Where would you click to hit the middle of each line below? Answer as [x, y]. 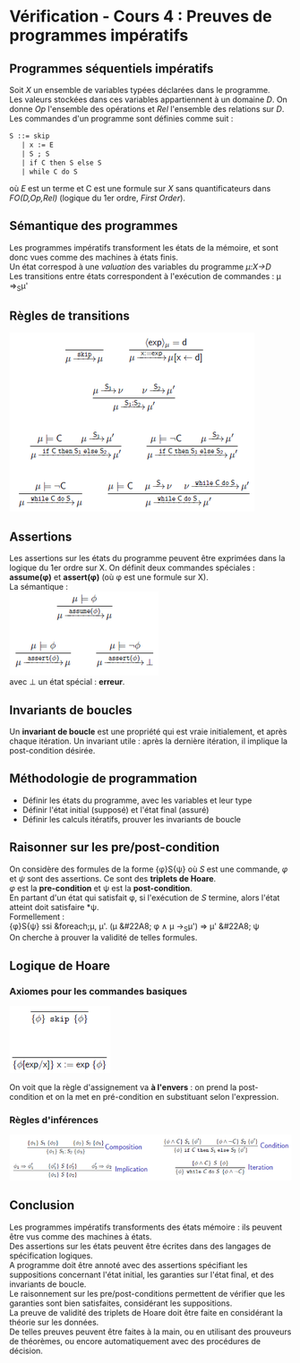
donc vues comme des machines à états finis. [94, 257]
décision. [26, 1350]
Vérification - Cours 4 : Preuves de [141, 17]
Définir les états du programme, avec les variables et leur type [137, 800]
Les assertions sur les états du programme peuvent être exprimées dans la [147, 558]
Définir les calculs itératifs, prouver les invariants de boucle [132, 819]
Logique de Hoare [60, 965]
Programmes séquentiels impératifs [111, 68]
